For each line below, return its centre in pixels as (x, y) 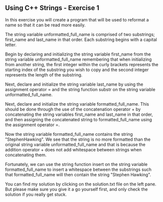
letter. (11, 45)
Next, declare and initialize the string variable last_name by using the (74, 84)
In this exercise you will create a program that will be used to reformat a (77, 19)
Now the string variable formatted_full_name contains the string (69, 134)
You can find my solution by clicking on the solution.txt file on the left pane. (81, 184)
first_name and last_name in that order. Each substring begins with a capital (81, 39)
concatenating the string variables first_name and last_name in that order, (79, 114)
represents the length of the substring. (44, 74)
